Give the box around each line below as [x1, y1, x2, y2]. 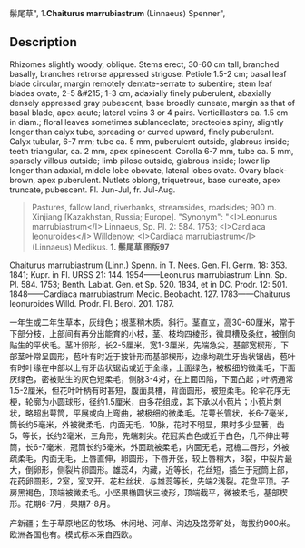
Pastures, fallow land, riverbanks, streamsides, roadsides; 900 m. [31, 201, 277, 212]
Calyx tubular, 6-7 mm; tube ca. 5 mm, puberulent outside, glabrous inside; [9, 135, 290, 147]
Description [9, 34, 77, 50]
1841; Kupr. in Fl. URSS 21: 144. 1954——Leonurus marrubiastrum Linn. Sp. [9, 269, 288, 279]
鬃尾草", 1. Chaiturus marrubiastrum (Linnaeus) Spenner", [9, 8, 226, 18]
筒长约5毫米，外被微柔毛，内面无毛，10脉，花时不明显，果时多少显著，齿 [9, 418, 285, 429]
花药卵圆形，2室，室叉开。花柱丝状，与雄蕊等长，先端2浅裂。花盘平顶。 [9, 475, 282, 486]
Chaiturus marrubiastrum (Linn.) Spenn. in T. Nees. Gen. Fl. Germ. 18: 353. [9, 259, 288, 270]
